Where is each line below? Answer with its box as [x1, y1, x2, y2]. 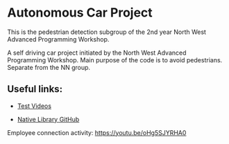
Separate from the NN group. [7, 63, 91, 71]
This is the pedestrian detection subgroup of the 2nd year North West [7, 28, 207, 36]
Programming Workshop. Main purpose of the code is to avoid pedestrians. [7, 55, 223, 64]
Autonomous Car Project [7, 5, 153, 21]
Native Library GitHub [17, 115, 80, 123]
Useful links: [7, 83, 63, 95]
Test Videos [17, 102, 52, 110]
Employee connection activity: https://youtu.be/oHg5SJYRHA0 [7, 128, 187, 136]
